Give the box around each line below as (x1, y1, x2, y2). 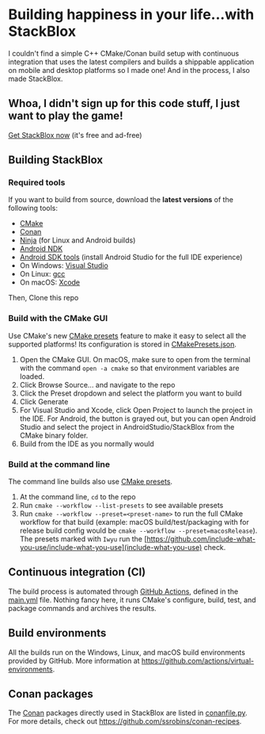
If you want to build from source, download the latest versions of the (8, 195, 233, 205)
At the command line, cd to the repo (19, 492, 136, 502)
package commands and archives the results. (8, 603, 157, 613)
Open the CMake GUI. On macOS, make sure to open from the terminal (19, 354, 251, 364)
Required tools (8, 177, 66, 188)
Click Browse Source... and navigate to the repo (19, 380, 176, 389)
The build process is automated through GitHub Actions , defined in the (8, 587, 239, 596)
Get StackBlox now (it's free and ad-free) (8, 130, 142, 140)
